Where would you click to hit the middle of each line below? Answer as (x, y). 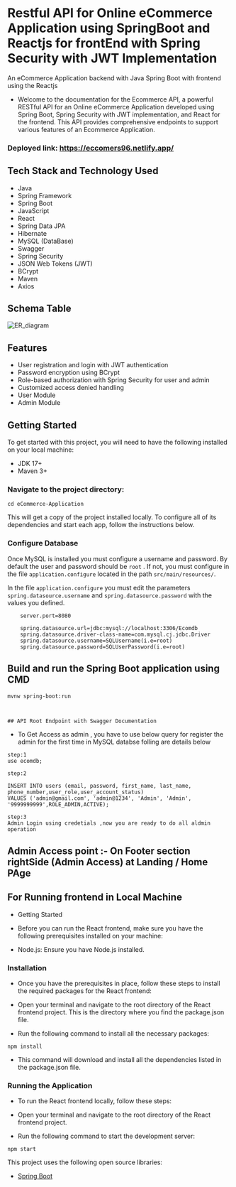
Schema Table (40, 309)
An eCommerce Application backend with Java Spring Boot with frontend (114, 78)
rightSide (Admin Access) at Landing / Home (108, 862)
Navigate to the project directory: (66, 489)
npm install (25, 1047)
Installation (27, 968)
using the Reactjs (33, 85)
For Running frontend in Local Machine (95, 898)
